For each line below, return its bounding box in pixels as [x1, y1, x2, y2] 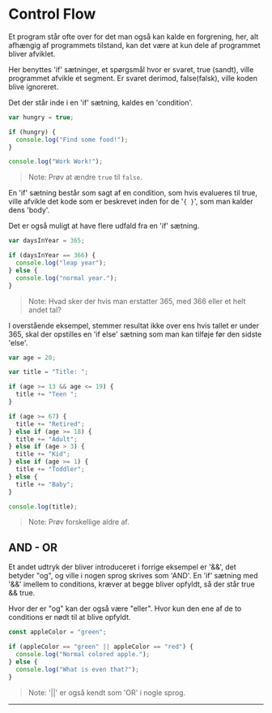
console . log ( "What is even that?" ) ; [15, 665, 139, 673]
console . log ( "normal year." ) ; [15, 273, 117, 282]
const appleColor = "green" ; [8, 628, 107, 637]
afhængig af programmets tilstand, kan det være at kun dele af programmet [8, 40, 261, 49]
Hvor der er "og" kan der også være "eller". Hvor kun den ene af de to [8, 603, 242, 613]
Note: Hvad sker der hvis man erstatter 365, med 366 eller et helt [28, 296, 246, 306]
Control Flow [8, 5, 96, 24]
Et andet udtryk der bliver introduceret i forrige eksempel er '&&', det [8, 562, 236, 572]
